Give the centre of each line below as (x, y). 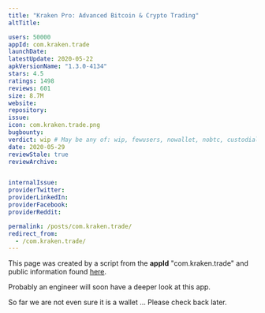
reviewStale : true (38, 155)
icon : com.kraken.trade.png (54, 125)
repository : (28, 110)
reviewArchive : (33, 162)
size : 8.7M (26, 95)
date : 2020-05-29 (37, 147)
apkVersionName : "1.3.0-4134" (58, 67)
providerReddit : (35, 212)
